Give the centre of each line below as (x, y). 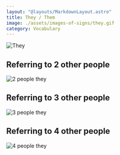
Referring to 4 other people (58, 131)
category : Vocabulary (33, 29)
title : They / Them (31, 17)
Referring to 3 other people (58, 98)
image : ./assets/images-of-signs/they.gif (60, 23)
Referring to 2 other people (58, 65)
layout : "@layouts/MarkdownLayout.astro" (59, 12)
